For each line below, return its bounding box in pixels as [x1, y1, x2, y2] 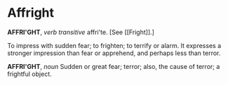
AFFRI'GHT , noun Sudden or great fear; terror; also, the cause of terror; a [7, 62, 220, 70]
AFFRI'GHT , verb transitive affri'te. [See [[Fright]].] [7, 28, 154, 36]
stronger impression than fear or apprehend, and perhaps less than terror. [7, 49, 221, 57]
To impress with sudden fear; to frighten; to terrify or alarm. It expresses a [7, 41, 222, 49]
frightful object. [7, 70, 53, 78]
